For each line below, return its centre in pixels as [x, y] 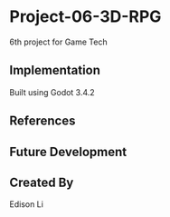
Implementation [55, 70]
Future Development [68, 152]
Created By [42, 182]
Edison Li [26, 204]
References [42, 121]
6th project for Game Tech [58, 42]
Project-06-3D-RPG [85, 17]
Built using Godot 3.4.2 [52, 92]
